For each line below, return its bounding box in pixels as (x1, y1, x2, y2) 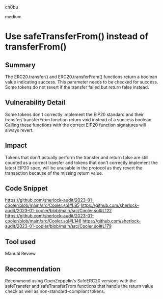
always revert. (5, 127, 34, 133)
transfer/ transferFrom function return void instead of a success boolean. (5, 116, 153, 122)
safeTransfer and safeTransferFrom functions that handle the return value (5, 283, 154, 289)
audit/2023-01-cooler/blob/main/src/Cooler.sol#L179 (5, 223, 112, 229)
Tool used (5, 238, 36, 246)
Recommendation (5, 265, 60, 273)
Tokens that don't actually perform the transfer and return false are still (5, 154, 149, 160)
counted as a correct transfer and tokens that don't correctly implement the (5, 160, 158, 165)
